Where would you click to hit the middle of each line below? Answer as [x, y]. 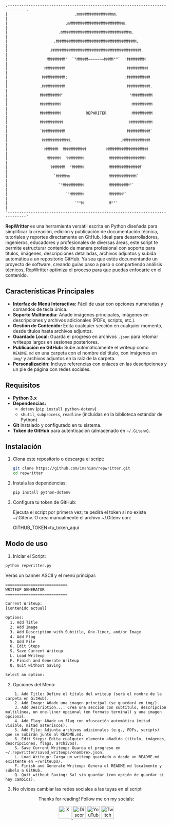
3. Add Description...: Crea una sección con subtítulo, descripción [91, 707]
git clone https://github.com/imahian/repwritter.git [71, 468]
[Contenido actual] [26, 608]
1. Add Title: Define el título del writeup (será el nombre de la [88, 694]
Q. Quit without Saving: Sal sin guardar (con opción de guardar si [89, 775]
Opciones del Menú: [34, 684]
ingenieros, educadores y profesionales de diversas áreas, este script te [82, 242]
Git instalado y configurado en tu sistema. [57, 425]
